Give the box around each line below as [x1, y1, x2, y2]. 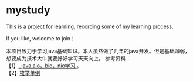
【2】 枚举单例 [6, 69, 40, 76]
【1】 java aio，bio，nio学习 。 [6, 62, 82, 69]
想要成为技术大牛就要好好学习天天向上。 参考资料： [6, 54, 131, 61]
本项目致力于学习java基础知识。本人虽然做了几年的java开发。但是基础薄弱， [6, 47, 191, 54]
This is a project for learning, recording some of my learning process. [6, 23, 174, 30]
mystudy [6, 4, 51, 17]
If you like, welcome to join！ [6, 35, 76, 42]
